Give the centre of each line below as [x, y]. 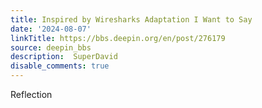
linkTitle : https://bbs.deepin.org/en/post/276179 [118, 38]
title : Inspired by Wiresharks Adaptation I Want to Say [131, 19]
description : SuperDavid [64, 57]
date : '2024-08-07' [51, 29]
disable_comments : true [60, 66]
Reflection [31, 94]
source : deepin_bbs [51, 47]
